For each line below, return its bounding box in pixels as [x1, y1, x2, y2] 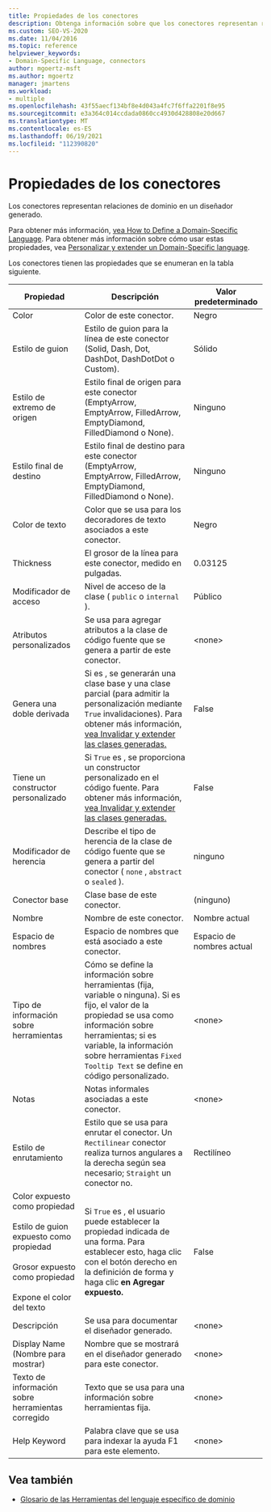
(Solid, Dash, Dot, [84, 343, 151, 354]
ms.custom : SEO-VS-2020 [8, 27, 89, 35]
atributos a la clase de [84, 625, 168, 636]
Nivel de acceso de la [84, 581, 166, 592]
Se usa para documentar [84, 1315, 178, 1327]
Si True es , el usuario [84, 1206, 165, 1218]
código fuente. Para [84, 782, 160, 794]
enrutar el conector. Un [84, 1127, 173, 1138]
